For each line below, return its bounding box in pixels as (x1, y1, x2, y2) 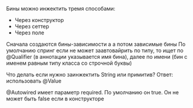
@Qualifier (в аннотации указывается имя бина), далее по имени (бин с (6, 53, 188, 60)
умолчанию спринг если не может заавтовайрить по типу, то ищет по (6, 47, 184, 54)
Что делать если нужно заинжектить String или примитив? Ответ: (6, 71, 173, 78)
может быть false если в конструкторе (6, 95, 105, 102)
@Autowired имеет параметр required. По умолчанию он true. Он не (6, 89, 179, 96)
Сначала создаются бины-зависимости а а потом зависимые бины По (6, 41, 186, 47)
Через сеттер (14, 23, 49, 30)
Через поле (14, 29, 45, 36)
